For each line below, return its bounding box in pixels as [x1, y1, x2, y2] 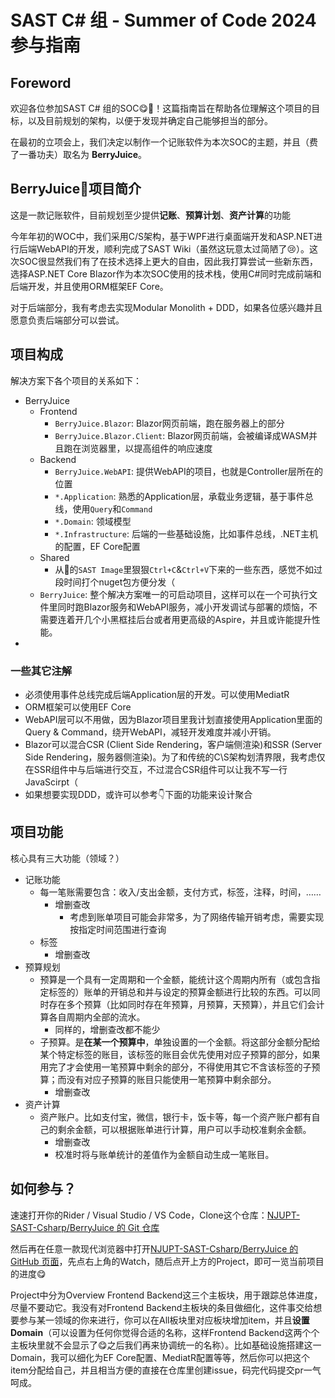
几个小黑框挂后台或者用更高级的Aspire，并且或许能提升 [83, 613, 312, 625]
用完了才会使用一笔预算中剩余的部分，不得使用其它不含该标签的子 [39, 1061, 312, 1073]
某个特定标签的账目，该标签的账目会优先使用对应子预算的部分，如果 [39, 1048, 321, 1060]
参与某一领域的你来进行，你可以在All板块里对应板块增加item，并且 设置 [18, 1314, 310, 1326]
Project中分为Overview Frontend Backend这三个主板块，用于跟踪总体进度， [10, 1289, 323, 1301]
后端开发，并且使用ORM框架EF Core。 [10, 280, 169, 292]
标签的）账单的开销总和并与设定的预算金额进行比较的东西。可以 [48, 986, 312, 998]
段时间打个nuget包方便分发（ [54, 576, 176, 588]
